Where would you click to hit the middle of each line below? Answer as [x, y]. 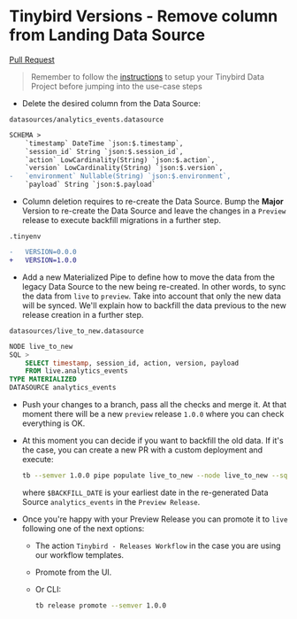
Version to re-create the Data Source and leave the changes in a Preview [154, 211]
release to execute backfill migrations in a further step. [122, 221]
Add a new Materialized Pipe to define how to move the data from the [148, 277]
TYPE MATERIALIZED [43, 379]
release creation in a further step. [83, 314]
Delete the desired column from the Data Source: [111, 103]
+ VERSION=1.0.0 [43, 260]
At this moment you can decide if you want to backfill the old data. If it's [153, 441]
